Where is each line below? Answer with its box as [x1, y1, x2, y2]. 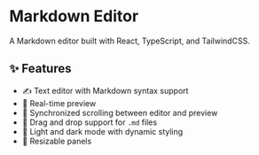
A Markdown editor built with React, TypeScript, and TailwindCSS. [9, 35, 250, 46]
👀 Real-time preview [21, 97, 97, 108]
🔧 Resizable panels [21, 136, 92, 146]
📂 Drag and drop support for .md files [21, 117, 158, 128]
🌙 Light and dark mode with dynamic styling [21, 126, 184, 136]
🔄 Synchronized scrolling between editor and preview [21, 107, 218, 118]
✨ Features [9, 61, 72, 76]
